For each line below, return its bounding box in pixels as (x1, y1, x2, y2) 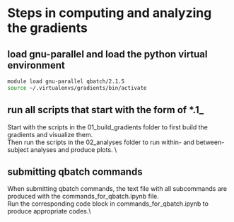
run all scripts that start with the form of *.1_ (7, 104, 204, 116)
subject (7, 145, 30, 153)
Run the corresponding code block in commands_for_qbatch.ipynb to (7, 199, 209, 208)
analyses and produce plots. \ (30, 145, 117, 153)
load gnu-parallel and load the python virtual (7, 48, 208, 60)
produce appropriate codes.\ (7, 207, 91, 216)
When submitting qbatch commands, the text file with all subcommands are (7, 185, 228, 193)
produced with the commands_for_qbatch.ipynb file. (7, 192, 159, 201)
